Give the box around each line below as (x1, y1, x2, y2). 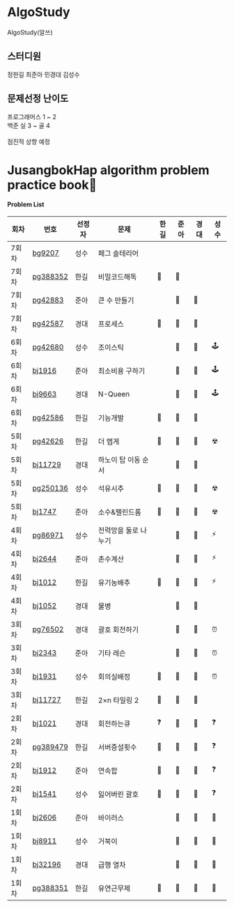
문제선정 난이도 (7, 93, 69, 105)
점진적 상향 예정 (7, 137, 51, 146)
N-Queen (97, 389, 130, 399)
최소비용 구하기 (97, 366, 146, 376)
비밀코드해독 (97, 272, 137, 282)
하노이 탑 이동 (97, 454, 141, 464)
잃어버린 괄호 (97, 789, 139, 799)
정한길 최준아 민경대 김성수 (7, 70, 80, 79)
